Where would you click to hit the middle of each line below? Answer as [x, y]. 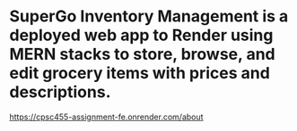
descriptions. [60, 92]
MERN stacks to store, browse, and [142, 54]
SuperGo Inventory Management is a [149, 16]
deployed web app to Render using [141, 35]
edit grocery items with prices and [140, 74]
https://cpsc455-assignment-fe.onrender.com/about [106, 117]
